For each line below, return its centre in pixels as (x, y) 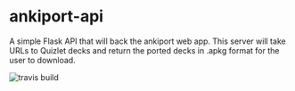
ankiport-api (57, 17)
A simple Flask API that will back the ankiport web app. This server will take (148, 41)
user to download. (42, 60)
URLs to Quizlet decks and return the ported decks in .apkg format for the (144, 50)
